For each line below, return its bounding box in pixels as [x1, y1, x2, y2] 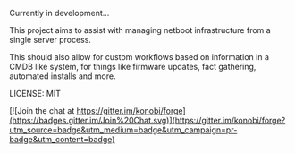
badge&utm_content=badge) [9, 134, 115, 144]
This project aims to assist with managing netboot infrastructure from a [9, 25, 271, 35]
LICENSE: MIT [9, 89, 61, 98]
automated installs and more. [9, 71, 116, 81]
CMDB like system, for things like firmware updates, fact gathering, [9, 62, 257, 72]
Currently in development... [9, 8, 110, 18]
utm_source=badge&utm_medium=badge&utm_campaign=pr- [9, 124, 238, 135]
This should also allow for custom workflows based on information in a [9, 52, 270, 62]
